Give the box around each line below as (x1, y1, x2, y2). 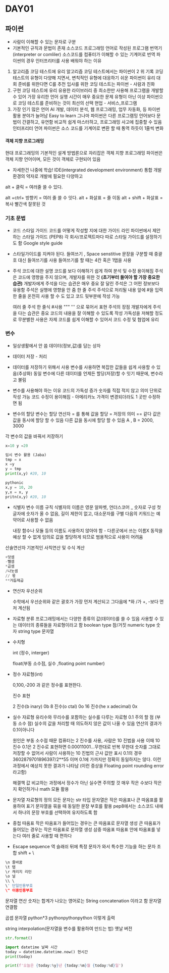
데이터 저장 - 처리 (12, 353, 47, 359)
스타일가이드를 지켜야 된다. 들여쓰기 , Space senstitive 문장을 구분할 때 (12, 250, 153, 257)
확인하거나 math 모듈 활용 (18, 786, 69, 792)
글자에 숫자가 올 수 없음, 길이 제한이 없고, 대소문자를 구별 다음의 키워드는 (12, 510, 155, 517)
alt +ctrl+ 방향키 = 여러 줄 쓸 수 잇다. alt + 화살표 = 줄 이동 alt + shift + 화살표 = (5, 195, 163, 201)
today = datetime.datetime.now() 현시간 (5, 949, 88, 954)
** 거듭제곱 (5, 578, 24, 583)
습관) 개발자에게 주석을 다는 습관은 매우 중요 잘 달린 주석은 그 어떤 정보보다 (12, 280, 160, 286)
